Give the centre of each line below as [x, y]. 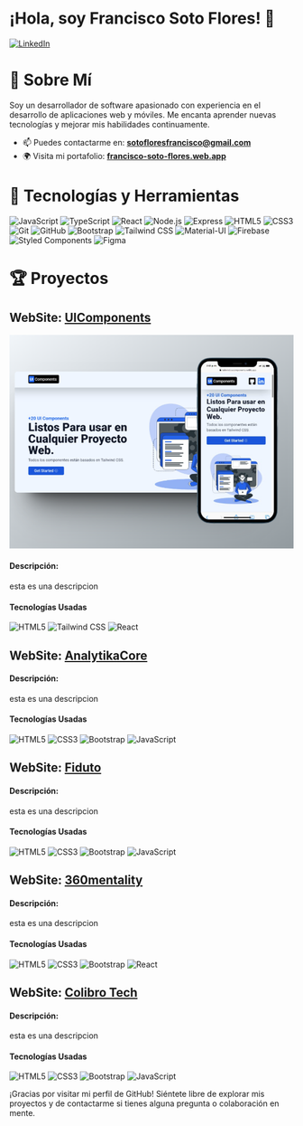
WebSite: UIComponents [80, 318]
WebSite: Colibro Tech [73, 993]
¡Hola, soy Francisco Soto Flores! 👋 [142, 19]
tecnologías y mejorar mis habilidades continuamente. [110, 124]
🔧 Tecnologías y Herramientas [124, 196]
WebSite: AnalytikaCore [78, 655]
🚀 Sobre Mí [50, 80]
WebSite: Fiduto [55, 768]
